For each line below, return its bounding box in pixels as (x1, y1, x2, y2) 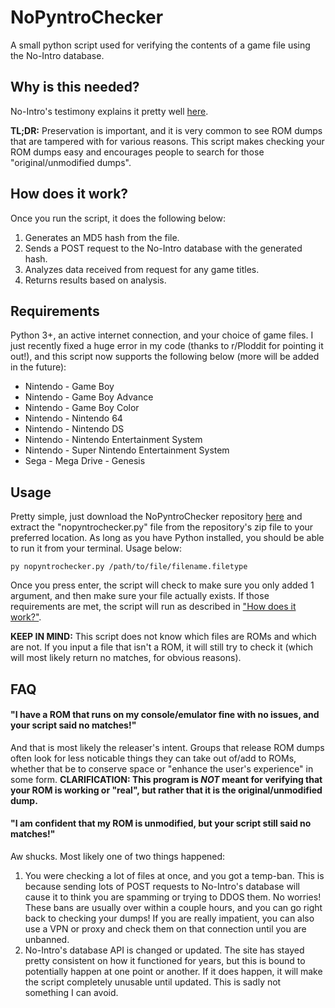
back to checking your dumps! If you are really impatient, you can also (24, 912, 315, 924)
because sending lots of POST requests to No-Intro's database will (24, 880, 301, 892)
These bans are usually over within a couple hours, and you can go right (24, 901, 323, 913)
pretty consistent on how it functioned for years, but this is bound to (24, 954, 306, 966)
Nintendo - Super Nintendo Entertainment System (24, 444, 230, 456)
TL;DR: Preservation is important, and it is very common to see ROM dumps (10, 124, 323, 136)
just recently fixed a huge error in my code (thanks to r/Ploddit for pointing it (10, 340, 324, 352)
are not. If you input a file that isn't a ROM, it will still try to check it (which (10, 641, 314, 653)
